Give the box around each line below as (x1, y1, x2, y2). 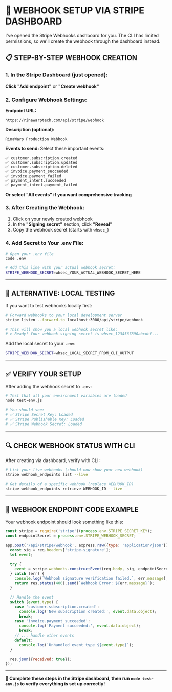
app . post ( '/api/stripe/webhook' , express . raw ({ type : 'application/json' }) (5, 543, 168, 548)
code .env (5, 256, 27, 261)
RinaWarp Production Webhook (5, 136, 68, 142)
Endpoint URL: (5, 107, 37, 113)
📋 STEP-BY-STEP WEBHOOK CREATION (5, 53, 137, 62)
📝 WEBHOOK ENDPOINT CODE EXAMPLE (5, 505, 139, 514)
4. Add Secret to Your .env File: (5, 240, 84, 247)
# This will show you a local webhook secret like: (5, 326, 118, 332)
